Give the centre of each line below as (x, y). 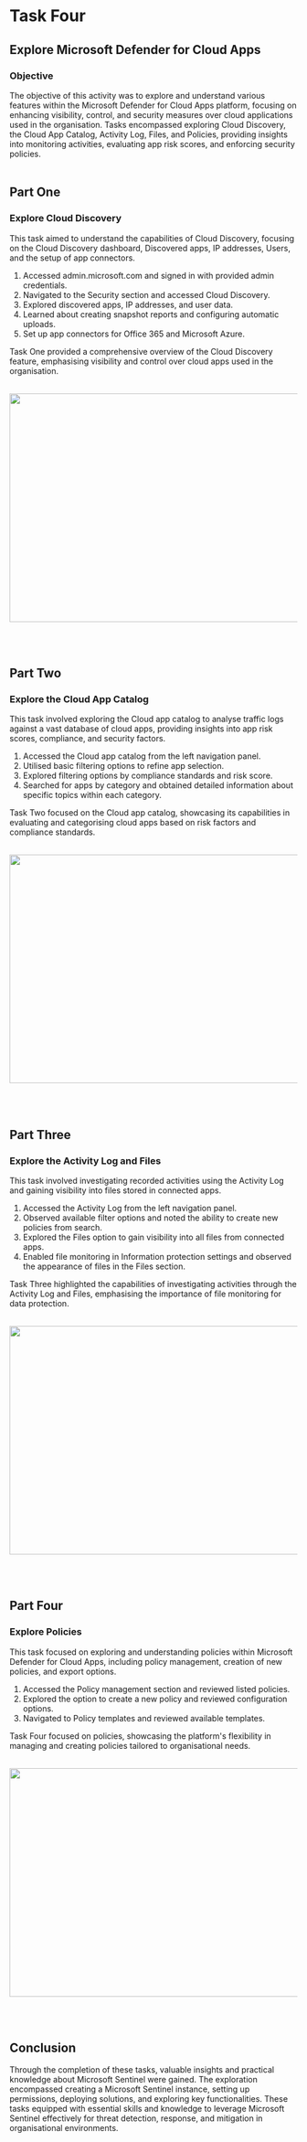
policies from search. (63, 1227)
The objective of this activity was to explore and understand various (138, 95)
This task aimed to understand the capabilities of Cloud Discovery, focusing (152, 238)
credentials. (45, 285)
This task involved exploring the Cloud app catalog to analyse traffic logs (147, 719)
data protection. (40, 1303)
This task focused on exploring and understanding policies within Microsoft (151, 1652)
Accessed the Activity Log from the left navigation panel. (130, 1208)
